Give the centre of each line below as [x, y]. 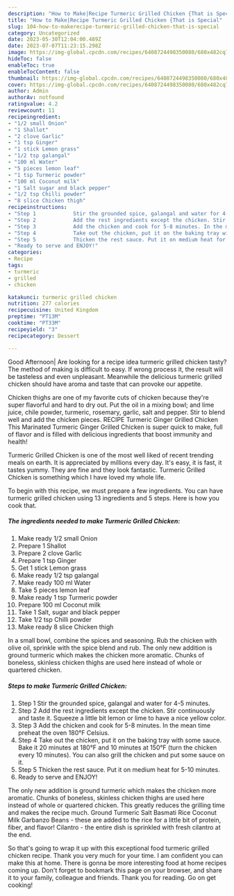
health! [18, 441]
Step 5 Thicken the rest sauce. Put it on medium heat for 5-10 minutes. [119, 770]
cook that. [22, 505]
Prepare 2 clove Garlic [50, 553]
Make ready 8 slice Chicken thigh [66, 627]
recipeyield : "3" [33, 329]
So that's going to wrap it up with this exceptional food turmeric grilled [109, 848]
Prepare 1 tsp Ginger [47, 561]
